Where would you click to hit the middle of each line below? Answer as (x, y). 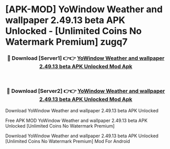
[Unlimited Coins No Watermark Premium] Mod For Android (68, 141)
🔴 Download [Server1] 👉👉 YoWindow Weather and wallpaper (86, 58)
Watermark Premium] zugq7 (66, 42)
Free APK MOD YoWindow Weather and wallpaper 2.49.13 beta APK (77, 120)
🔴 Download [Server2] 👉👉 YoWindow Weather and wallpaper (86, 91)
